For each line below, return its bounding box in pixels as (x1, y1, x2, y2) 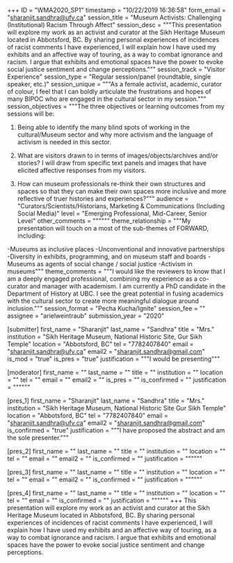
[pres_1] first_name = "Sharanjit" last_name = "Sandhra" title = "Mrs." (7, 396, 205, 405)
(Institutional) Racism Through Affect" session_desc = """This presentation (7, 21, 222, 29)
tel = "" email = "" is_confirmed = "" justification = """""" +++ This (7, 496, 197, 504)
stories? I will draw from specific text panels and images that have (17, 159, 207, 167)
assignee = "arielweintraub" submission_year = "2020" (7, 311, 165, 320)
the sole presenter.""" (7, 433, 70, 442)
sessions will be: (7, 109, 55, 118)
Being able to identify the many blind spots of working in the (17, 123, 190, 131)
